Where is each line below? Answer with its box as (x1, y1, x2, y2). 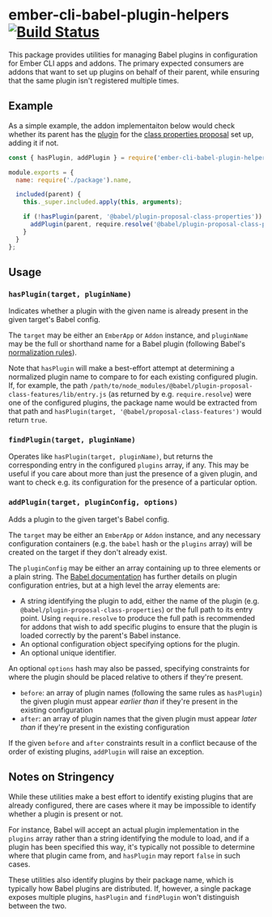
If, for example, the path (8, 381, 88, 390)
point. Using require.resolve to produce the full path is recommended (19, 613, 256, 622)
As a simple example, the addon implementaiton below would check (8, 120, 236, 131)
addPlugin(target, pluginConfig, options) (8, 497, 178, 507)
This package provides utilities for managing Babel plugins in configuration (8, 50, 258, 59)
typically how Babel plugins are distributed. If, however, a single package (8, 883, 252, 893)
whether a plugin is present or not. (8, 809, 124, 819)
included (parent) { (15, 191, 82, 199)
